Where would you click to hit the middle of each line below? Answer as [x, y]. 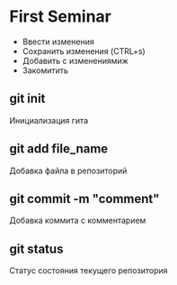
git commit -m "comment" [84, 199]
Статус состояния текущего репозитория [88, 271]
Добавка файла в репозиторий [68, 170]
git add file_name [59, 149]
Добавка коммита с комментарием [78, 221]
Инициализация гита [49, 120]
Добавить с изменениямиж [75, 60]
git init [27, 99]
